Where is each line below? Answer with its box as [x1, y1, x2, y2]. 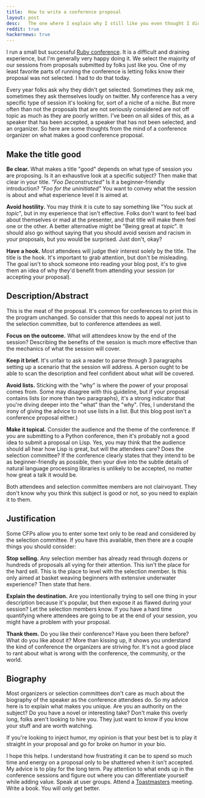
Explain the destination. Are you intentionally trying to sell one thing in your [6, 592, 197, 600]
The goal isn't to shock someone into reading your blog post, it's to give [6, 260, 187, 267]
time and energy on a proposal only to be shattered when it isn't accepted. [6, 759, 194, 766]
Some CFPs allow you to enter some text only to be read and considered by [6, 530, 196, 537]
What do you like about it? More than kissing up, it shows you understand [6, 636, 191, 644]
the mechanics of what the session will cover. [6, 345, 121, 352]
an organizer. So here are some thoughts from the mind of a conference [6, 125, 187, 132]
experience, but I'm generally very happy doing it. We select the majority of [6, 55, 196, 62]
